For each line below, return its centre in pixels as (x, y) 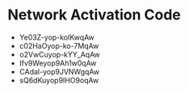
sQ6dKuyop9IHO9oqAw (59, 80)
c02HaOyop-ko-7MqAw (59, 45)
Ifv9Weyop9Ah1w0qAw (58, 63)
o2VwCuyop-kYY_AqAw (59, 54)
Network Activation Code (94, 15)
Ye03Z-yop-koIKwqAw (57, 37)
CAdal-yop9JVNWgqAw (59, 71)
